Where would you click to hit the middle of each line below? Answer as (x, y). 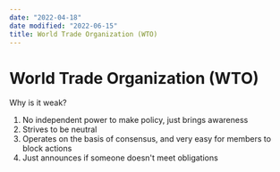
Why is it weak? (38, 102)
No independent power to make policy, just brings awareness (135, 120)
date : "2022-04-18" (46, 17)
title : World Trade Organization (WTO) (84, 34)
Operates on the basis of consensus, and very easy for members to (146, 139)
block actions (47, 149)
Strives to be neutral (59, 129)
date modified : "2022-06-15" (64, 26)
